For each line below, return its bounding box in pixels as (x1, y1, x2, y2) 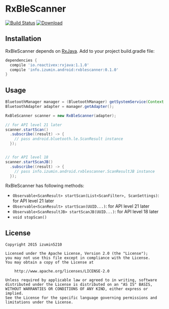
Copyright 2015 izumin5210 (5, 242, 62, 247)
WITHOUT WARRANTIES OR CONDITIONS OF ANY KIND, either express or (5, 287, 148, 292)
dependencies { (5, 58, 37, 63)
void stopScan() (12, 215, 47, 220)
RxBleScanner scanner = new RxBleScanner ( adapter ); (5, 113, 116, 118)
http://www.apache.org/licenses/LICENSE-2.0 (14, 269, 110, 274)
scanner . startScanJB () (5, 159, 53, 165)
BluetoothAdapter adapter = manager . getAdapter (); (5, 104, 114, 109)
